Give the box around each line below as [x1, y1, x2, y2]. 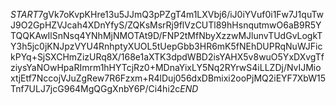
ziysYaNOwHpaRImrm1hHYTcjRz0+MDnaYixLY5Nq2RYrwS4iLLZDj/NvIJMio [10, 62, 322, 73]
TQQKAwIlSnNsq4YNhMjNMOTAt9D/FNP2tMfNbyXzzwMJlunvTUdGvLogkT [10, 30, 323, 41]
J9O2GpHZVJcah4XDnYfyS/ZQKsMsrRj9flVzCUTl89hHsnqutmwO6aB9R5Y [10, 19, 322, 31]
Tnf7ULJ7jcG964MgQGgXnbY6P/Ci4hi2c [10, 83, 181, 94]
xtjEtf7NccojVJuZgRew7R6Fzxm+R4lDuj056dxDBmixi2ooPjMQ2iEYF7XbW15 [10, 72, 327, 84]
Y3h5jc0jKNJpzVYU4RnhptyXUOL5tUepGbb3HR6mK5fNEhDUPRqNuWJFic [10, 40, 323, 52]
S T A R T [10, 9, 39, 20]
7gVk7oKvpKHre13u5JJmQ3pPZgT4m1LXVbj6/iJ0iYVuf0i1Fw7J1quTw [38, 9, 325, 20]
